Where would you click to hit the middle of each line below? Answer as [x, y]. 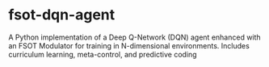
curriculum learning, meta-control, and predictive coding [103, 54]
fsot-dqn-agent [62, 15]
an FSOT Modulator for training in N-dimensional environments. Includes [129, 45]
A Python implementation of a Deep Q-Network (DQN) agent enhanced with [134, 37]
